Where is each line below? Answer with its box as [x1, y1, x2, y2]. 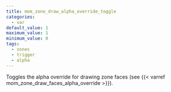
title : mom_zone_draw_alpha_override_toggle [6, 8, 117, 15]
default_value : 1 [6, 24, 49, 31]
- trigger [11, 52, 35, 58]
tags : [6, 41, 19, 47]
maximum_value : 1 [6, 30, 49, 36]
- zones [11, 47, 30, 52]
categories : [6, 14, 35, 20]
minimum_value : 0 [6, 36, 49, 41]
